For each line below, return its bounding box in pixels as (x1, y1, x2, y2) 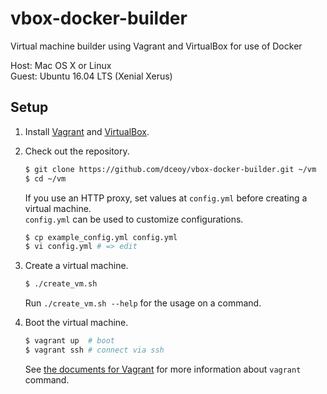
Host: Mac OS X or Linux (10, 59, 112, 71)
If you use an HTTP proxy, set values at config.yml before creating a (24, 192, 308, 204)
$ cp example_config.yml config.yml (24, 232, 178, 242)
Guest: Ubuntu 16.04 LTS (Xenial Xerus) (10, 70, 173, 82)
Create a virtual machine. (24, 260, 129, 272)
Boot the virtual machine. (24, 317, 129, 329)
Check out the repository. (24, 145, 130, 157)
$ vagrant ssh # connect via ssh (24, 345, 165, 355)
